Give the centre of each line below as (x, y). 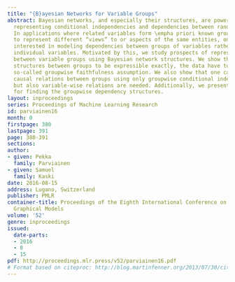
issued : (19, 228)
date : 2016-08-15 (33, 183)
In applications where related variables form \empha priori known (114, 33)
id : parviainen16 (33, 111)
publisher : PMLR (31, 196)
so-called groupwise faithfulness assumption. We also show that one (117, 72)
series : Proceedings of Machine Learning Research (83, 105)
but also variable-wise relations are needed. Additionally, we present (122, 85)
